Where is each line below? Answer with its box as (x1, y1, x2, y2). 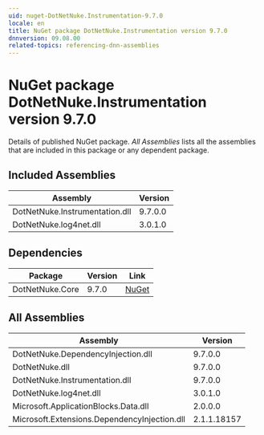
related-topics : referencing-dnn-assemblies (8, 42, 160, 50)
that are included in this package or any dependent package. (8, 145, 210, 155)
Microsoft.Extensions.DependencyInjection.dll (12, 413, 186, 425)
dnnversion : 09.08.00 (8, 34, 81, 43)
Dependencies (8, 246, 83, 260)
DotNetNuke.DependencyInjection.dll (12, 348, 152, 360)
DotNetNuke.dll (12, 361, 71, 372)
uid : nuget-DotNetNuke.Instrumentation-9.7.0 (8, 11, 163, 20)
